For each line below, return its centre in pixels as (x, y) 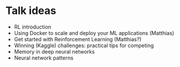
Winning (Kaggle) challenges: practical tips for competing (84, 45)
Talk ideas (31, 11)
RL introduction (32, 27)
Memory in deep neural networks (54, 51)
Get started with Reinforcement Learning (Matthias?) (78, 39)
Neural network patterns (44, 58)
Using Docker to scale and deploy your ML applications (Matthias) (94, 33)
